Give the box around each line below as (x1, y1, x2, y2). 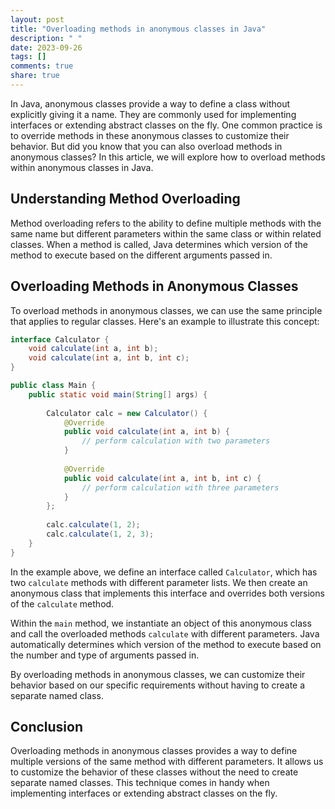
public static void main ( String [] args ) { (28, 389, 208, 400)
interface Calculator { (10, 334, 110, 345)
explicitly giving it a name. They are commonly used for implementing (10, 108, 297, 120)
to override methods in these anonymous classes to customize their (10, 129, 290, 141)
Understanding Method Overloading (10, 191, 241, 208)
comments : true (10, 61, 74, 71)
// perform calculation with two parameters (81, 436, 271, 446)
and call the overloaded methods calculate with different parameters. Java (10, 627, 320, 640)
